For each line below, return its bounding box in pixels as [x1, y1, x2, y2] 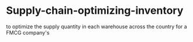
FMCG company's [6, 29, 50, 36]
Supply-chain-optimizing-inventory [6, 4, 184, 17]
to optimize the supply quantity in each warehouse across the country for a [6, 23, 187, 30]
